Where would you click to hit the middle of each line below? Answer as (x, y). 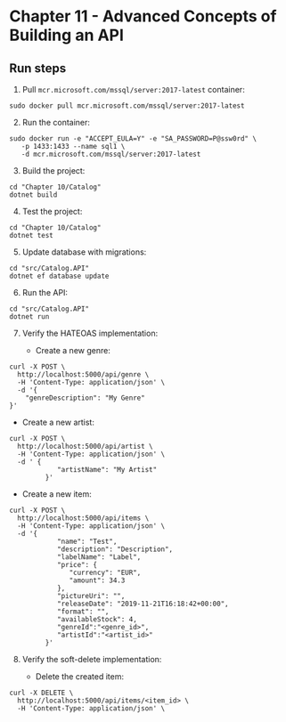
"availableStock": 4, (97, 620)
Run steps (38, 68)
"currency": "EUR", (105, 572)
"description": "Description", (115, 549)
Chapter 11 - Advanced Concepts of (143, 16)
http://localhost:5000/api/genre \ (83, 375)
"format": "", (83, 612)
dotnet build (33, 195)
